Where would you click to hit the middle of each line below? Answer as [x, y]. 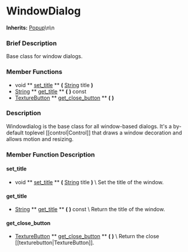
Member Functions [34, 72]
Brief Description [31, 43]
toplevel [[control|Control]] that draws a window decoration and [104, 133]
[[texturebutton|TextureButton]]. [54, 243]
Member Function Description [51, 154]
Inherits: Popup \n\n [31, 28]
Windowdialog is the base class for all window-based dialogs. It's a [89, 126]
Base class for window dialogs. [44, 56]
